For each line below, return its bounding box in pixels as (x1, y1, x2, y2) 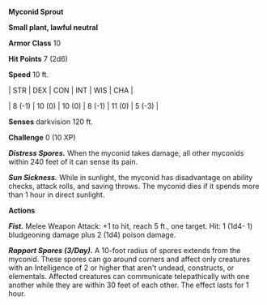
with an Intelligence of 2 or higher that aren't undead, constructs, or (8, 263, 235, 273)
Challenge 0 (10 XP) (8, 133, 76, 142)
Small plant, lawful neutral (8, 23, 99, 32)
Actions (8, 206, 36, 215)
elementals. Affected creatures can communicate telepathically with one (8, 272, 250, 281)
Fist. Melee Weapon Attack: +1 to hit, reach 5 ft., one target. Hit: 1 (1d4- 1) (8, 221, 253, 230)
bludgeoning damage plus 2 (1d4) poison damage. (8, 230, 176, 239)
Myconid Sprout (8, 7, 64, 16)
